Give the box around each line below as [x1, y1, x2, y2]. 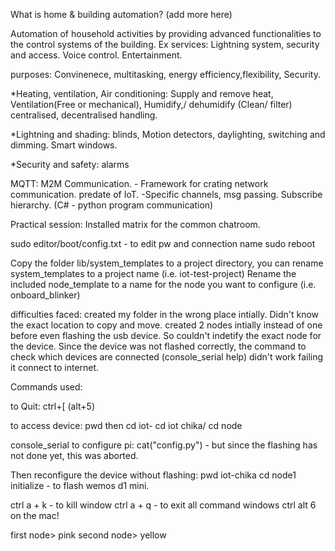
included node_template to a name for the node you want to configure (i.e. [10, 279, 317, 290]
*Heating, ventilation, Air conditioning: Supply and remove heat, [10, 88, 274, 99]
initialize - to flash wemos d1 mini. [10, 480, 150, 491]
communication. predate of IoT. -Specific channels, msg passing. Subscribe [10, 189, 323, 200]
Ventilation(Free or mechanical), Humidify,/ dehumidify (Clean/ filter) [10, 99, 293, 110]
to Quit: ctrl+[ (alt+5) [10, 400, 96, 412]
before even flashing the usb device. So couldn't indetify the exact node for [10, 330, 322, 341]
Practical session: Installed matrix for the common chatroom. [10, 219, 261, 230]
